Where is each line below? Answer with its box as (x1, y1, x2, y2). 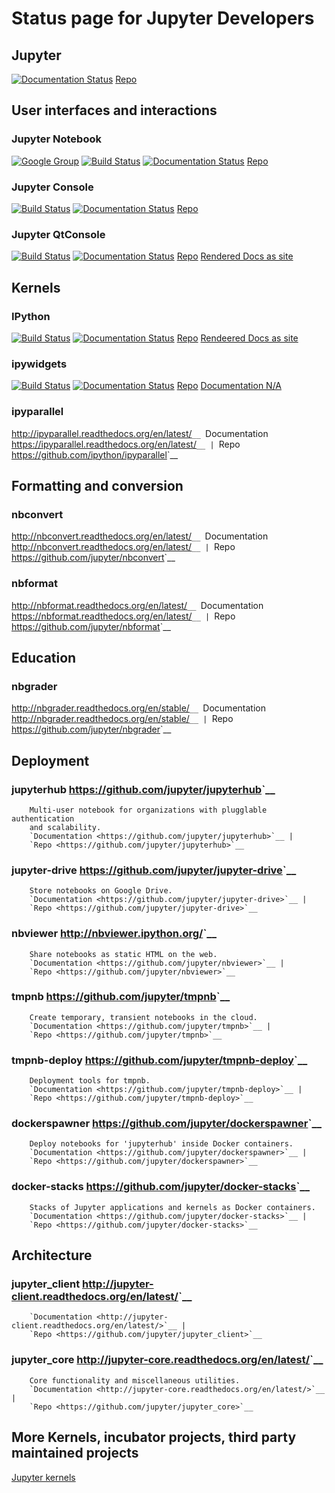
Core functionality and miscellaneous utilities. (29, 1375, 241, 1386)
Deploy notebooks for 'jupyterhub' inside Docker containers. (29, 1139, 294, 1149)
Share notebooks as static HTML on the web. (29, 949, 218, 959)
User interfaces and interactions (11, 102, 218, 119)
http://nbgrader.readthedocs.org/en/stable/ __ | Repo (11, 713, 234, 725)
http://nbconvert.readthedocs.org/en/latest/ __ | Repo (11, 541, 236, 553)
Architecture (11, 1247, 93, 1264)
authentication (11, 813, 75, 824)
